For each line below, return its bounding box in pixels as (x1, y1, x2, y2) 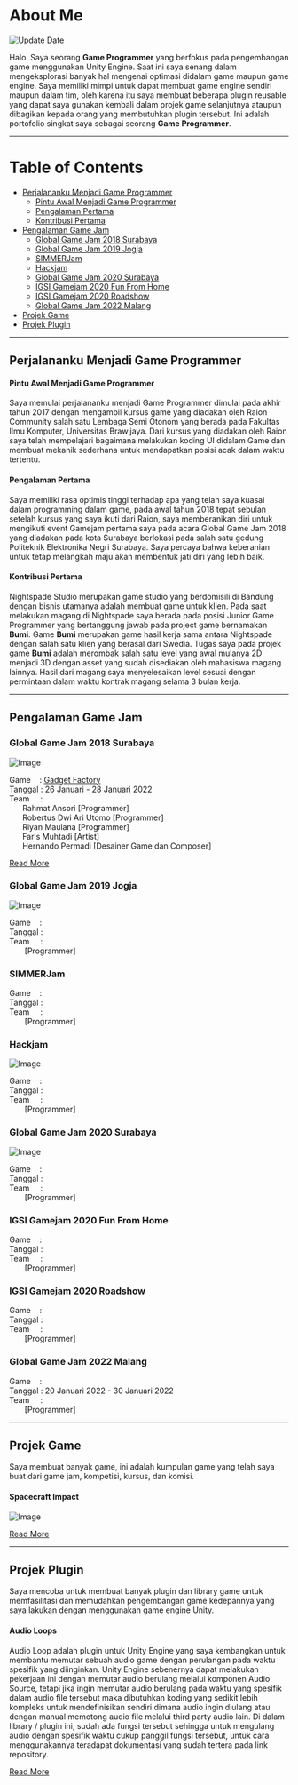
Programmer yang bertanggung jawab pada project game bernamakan (9, 619, 268, 630)
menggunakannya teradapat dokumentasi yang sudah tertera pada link (9, 1739, 269, 1750)
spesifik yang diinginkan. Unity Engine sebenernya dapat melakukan (9, 1663, 259, 1675)
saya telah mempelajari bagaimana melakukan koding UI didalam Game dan (9, 435, 286, 446)
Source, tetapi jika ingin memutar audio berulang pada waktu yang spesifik (9, 1683, 282, 1693)
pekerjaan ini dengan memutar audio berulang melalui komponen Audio (9, 1673, 271, 1684)
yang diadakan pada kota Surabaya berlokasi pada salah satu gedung (9, 532, 264, 543)
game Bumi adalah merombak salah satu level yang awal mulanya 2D (9, 648, 263, 658)
